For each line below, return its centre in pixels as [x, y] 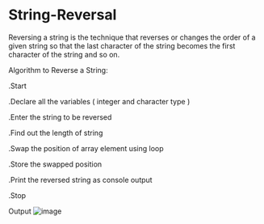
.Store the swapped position [55, 164]
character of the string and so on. [64, 54]
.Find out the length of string [56, 133]
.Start [17, 86]
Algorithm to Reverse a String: [58, 70]
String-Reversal [63, 15]
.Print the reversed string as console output [80, 180]
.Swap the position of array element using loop [86, 148]
